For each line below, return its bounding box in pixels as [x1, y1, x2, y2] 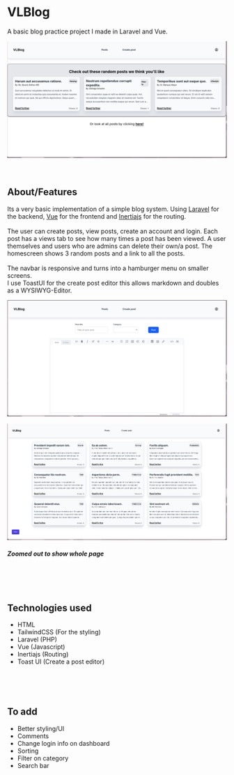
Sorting [17, 746, 39, 755]
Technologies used [7, 602, 92, 613]
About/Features [7, 186, 78, 198]
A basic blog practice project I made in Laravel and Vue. [7, 27, 169, 36]
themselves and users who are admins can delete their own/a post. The [7, 242, 212, 250]
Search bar [17, 761, 50, 769]
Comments [17, 732, 49, 740]
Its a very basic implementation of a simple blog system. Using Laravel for [7, 205, 219, 213]
